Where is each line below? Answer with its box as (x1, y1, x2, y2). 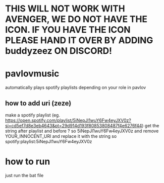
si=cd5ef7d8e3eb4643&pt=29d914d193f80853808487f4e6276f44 (5, 122, 142, 128)
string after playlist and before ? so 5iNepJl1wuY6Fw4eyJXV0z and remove (5, 128, 159, 134)
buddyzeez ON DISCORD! (5, 45, 112, 57)
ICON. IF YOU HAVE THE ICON (5, 24, 131, 35)
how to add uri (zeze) (5, 99, 72, 107)
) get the (142, 122, 160, 128)
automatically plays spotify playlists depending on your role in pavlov (5, 85, 146, 91)
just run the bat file (5, 172, 44, 178)
